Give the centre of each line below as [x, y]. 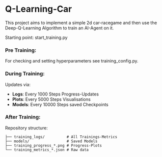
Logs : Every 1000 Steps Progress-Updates [55, 94]
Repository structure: [27, 128]
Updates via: [18, 84]
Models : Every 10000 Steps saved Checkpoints [60, 104]
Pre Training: [21, 50]
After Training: [23, 117]
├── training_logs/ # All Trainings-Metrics [61, 137]
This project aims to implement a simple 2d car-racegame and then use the [81, 23]
